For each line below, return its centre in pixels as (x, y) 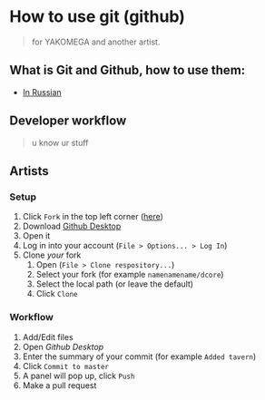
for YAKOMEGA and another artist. (96, 42)
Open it (36, 236)
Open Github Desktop (63, 346)
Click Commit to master (65, 366)
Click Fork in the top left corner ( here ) (93, 217)
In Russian (42, 92)
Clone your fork (52, 255)
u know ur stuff (60, 142)
